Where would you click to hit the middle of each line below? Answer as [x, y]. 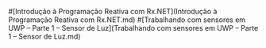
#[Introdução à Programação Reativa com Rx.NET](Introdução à [113, 11]
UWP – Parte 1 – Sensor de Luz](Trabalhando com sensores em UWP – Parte [133, 28]
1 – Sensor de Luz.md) [44, 36]
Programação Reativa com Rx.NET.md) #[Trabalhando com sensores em [127, 20]
